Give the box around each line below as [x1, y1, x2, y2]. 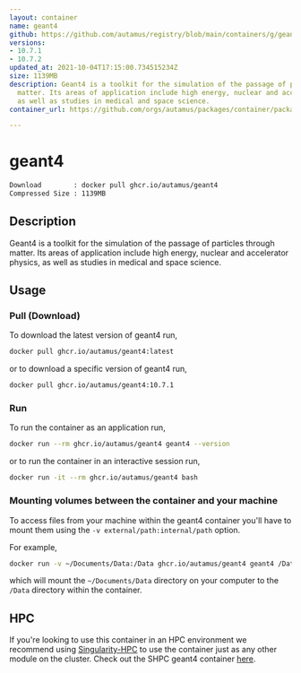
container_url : [9, 105, 66, 114]
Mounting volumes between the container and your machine [9, 495, 278, 507]
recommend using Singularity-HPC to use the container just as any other [9, 644, 278, 655]
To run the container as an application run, [9, 422, 166, 433]
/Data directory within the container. [9, 584, 142, 596]
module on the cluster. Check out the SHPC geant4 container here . [9, 653, 256, 664]
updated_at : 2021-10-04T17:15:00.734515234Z [9, 64, 178, 73]
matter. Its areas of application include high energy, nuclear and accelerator [9, 247, 289, 258]
